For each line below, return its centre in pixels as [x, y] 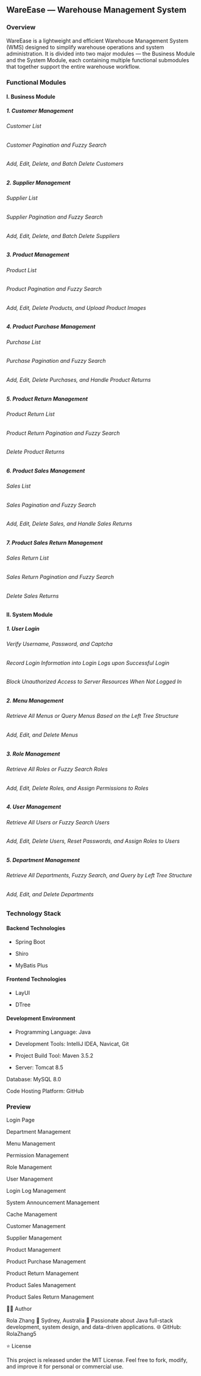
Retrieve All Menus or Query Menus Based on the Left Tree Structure [93, 716]
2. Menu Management [35, 701]
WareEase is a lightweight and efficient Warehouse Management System [97, 40]
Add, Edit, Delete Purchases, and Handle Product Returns [79, 380]
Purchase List [23, 342]
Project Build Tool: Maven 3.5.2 [54, 1055]
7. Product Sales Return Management [55, 543]
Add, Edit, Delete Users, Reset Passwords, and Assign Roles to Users [93, 841]
